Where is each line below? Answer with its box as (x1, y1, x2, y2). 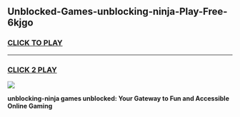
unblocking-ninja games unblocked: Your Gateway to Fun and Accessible (7, 94, 230, 102)
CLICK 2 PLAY (7, 65, 57, 74)
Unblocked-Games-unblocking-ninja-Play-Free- (7, 6, 228, 18)
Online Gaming (7, 101, 53, 110)
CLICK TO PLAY (7, 38, 63, 48)
